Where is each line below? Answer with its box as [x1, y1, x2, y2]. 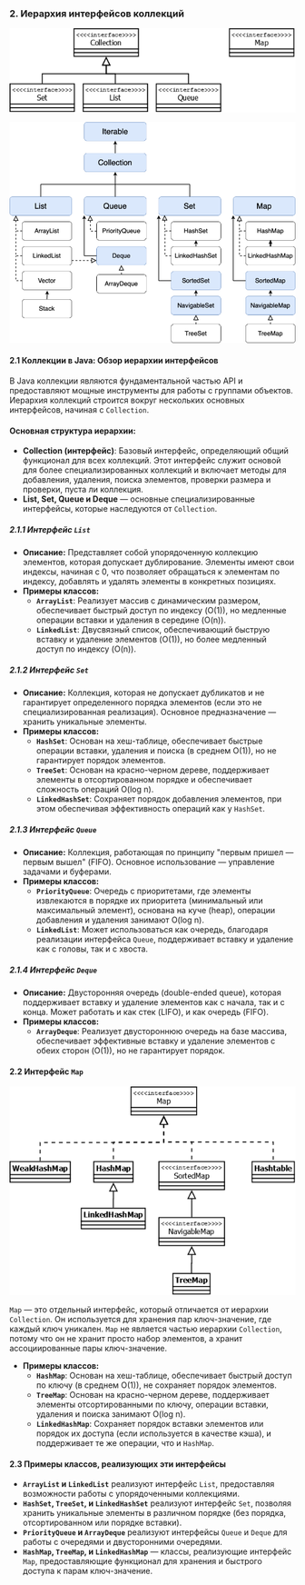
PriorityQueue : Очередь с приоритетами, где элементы [35, 885, 251, 897]
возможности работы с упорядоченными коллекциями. [22, 1489, 241, 1500]
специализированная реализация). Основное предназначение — [22, 707, 277, 718]
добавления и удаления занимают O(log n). [35, 914, 204, 925]
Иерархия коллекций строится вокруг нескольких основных [9, 394, 245, 406]
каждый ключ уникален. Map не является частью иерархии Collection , [9, 1323, 283, 1334]
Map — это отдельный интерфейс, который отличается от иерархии [9, 1304, 270, 1315]
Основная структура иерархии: [9, 425, 136, 436]
